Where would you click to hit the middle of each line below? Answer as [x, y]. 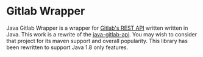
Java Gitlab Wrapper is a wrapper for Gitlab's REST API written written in [97, 28]
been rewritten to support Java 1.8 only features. [67, 47]
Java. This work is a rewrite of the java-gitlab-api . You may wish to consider [101, 34]
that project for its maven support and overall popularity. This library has [97, 41]
